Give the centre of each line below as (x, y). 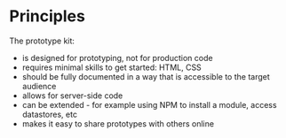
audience (39, 86)
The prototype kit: (42, 41)
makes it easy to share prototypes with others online (118, 123)
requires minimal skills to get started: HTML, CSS (111, 67)
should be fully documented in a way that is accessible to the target (146, 76)
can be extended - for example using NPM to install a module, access (149, 104)
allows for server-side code (72, 96)
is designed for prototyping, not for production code (117, 57)
